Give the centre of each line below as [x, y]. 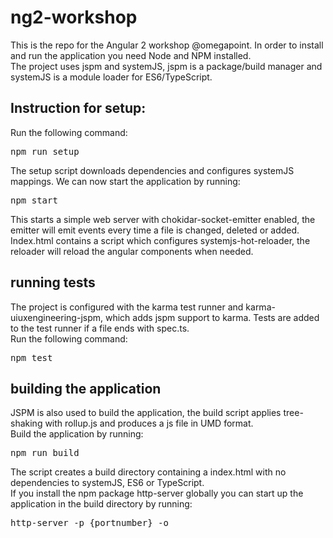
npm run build [45, 453]
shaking [26, 423]
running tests [53, 282]
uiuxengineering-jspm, [57, 317]
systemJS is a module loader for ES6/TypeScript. [111, 77]
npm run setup [45, 151]
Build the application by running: [77, 434]
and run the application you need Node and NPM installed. [131, 55]
